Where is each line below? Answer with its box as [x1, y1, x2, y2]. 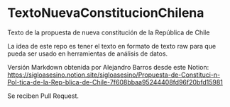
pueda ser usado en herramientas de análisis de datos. [7, 49, 168, 58]
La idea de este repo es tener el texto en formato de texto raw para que [7, 42, 217, 50]
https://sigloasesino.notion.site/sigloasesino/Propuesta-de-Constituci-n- [7, 70, 221, 79]
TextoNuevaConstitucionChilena [7, 5, 204, 21]
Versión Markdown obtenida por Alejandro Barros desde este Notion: [7, 63, 209, 71]
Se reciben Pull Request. [7, 92, 80, 100]
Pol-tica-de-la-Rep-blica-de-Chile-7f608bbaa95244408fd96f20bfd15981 [7, 77, 224, 86]
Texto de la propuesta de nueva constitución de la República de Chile [7, 28, 210, 37]
